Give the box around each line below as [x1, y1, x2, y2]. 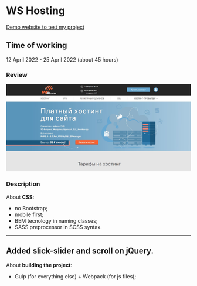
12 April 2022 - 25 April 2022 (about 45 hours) [6, 56, 118, 63]
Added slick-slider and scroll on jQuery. [6, 246, 154, 256]
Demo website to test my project [6, 23, 85, 30]
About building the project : [6, 261, 72, 268]
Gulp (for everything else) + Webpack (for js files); [14, 273, 137, 280]
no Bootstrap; [14, 205, 48, 212]
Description [6, 180, 40, 188]
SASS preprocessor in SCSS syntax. [14, 223, 103, 230]
